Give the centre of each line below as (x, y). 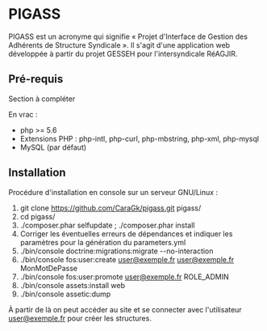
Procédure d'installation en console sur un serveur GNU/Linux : (113, 192)
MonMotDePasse (49, 268)
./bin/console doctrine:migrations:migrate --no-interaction (117, 251)
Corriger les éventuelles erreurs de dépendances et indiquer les (126, 233)
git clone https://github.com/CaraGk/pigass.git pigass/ (111, 208)
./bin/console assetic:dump (65, 294)
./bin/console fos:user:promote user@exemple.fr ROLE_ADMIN (124, 277)
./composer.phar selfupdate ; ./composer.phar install (107, 225)
